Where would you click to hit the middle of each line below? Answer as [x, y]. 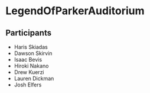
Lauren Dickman [34, 78]
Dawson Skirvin [33, 53]
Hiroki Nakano [31, 66]
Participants [28, 33]
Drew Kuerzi [29, 72]
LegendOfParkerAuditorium [75, 11]
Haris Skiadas [31, 47]
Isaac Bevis [28, 60]
